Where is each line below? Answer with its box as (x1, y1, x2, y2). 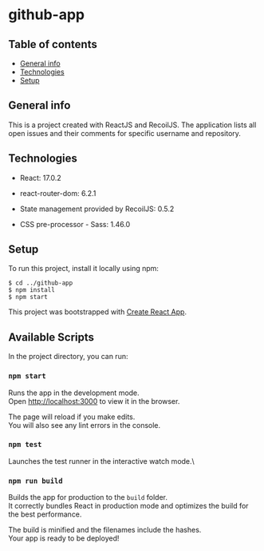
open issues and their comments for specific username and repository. (8, 128, 242, 138)
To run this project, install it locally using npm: (8, 264, 160, 274)
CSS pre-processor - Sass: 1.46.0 (19, 219, 131, 229)
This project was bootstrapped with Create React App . (8, 307, 187, 317)
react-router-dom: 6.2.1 (19, 188, 97, 198)
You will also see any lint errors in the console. (8, 420, 161, 429)
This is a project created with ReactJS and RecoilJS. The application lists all (8, 120, 257, 130)
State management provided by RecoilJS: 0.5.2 (19, 204, 175, 214)
